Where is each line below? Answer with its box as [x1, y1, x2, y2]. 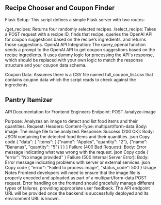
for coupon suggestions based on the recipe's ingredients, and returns [5, 36, 146, 42]
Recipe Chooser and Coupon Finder [5, 4, 115, 12]
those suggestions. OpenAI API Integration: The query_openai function [5, 41, 146, 47]
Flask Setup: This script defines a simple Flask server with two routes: [5, 16, 145, 22]
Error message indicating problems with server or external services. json [5, 159, 150, 165]
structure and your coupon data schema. [5, 62, 87, 68]
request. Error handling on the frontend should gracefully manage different [5, 180, 154, 186]
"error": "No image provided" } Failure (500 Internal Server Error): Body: [5, 154, 149, 160]
